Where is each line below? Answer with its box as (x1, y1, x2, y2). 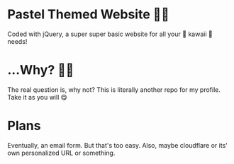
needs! (7, 37, 28, 45)
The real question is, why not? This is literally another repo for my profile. (7, 85, 221, 94)
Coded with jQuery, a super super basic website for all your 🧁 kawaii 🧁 (7, 30, 213, 38)
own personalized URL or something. (7, 148, 116, 157)
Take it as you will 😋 (7, 93, 67, 101)
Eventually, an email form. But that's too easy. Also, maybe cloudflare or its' (7, 141, 228, 149)
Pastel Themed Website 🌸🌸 (7, 6, 170, 23)
